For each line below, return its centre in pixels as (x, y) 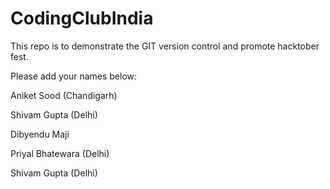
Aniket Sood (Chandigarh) (64, 95)
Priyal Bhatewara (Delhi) (60, 153)
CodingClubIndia (82, 18)
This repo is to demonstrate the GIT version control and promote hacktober (165, 46)
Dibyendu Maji (40, 134)
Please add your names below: (74, 76)
